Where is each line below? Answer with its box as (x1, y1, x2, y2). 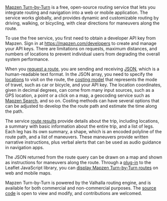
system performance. (5, 56, 49, 62)
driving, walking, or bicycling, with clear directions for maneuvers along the (5, 20, 160, 26)
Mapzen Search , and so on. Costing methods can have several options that (5, 98, 160, 104)
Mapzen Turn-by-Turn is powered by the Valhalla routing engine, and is (5, 180, 151, 186)
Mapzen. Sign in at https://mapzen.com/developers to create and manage (5, 40, 157, 46)
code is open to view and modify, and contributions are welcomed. (5, 191, 142, 196)
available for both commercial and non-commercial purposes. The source (5, 185, 157, 191)
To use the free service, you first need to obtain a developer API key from (5, 35, 156, 41)
